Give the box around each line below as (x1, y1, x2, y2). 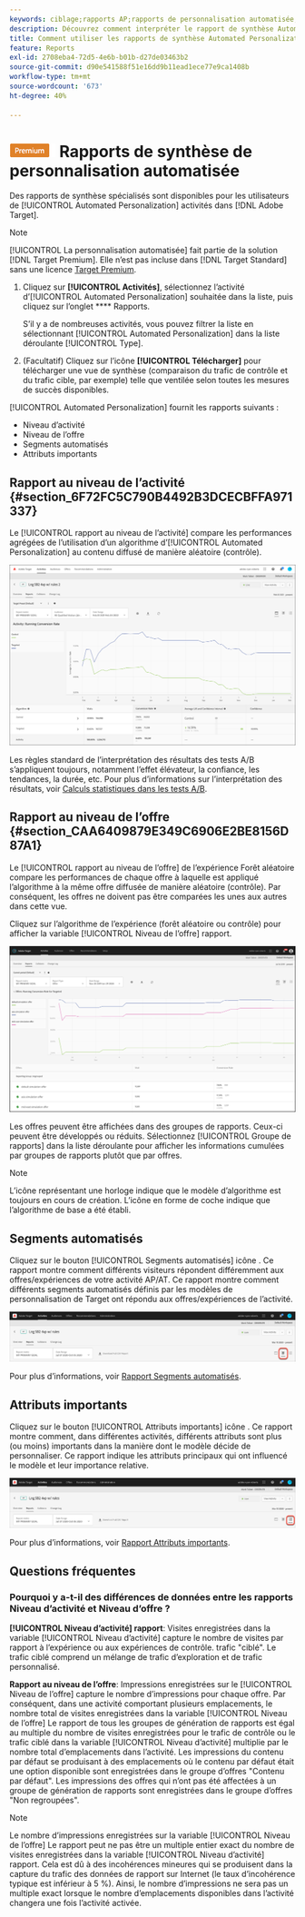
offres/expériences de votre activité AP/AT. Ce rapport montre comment (9, 1274, 280, 1285)
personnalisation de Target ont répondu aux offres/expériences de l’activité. (9, 1294, 293, 1305)
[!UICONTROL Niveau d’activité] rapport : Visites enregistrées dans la (9, 1622, 271, 1634)
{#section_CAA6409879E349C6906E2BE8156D (9, 824, 290, 839)
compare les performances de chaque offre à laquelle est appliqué (9, 872, 259, 883)
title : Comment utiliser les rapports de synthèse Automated (9, 34, 246, 43)
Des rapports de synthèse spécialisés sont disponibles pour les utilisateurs (9, 191, 290, 202)
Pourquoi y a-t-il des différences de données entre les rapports (9, 1590, 293, 1603)
